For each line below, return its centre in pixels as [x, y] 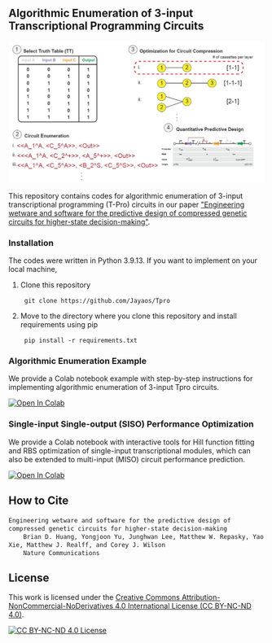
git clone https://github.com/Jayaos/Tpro [97, 301]
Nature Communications [61, 553]
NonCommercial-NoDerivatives [61, 606]
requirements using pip [59, 325]
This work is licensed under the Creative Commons [94, 597]
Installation [31, 243]
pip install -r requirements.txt [81, 341]
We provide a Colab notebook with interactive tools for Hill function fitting [132, 442]
